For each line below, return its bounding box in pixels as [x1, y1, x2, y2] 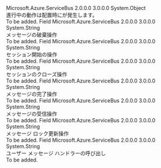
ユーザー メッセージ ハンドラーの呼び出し [6, 150, 106, 156]
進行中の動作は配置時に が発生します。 [6, 12, 98, 18]
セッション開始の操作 [6, 51, 57, 58]
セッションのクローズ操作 [6, 71, 68, 77]
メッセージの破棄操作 [6, 31, 57, 38]
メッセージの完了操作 [6, 91, 57, 97]
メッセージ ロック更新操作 [6, 130, 69, 137]
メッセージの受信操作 [6, 110, 57, 117]
